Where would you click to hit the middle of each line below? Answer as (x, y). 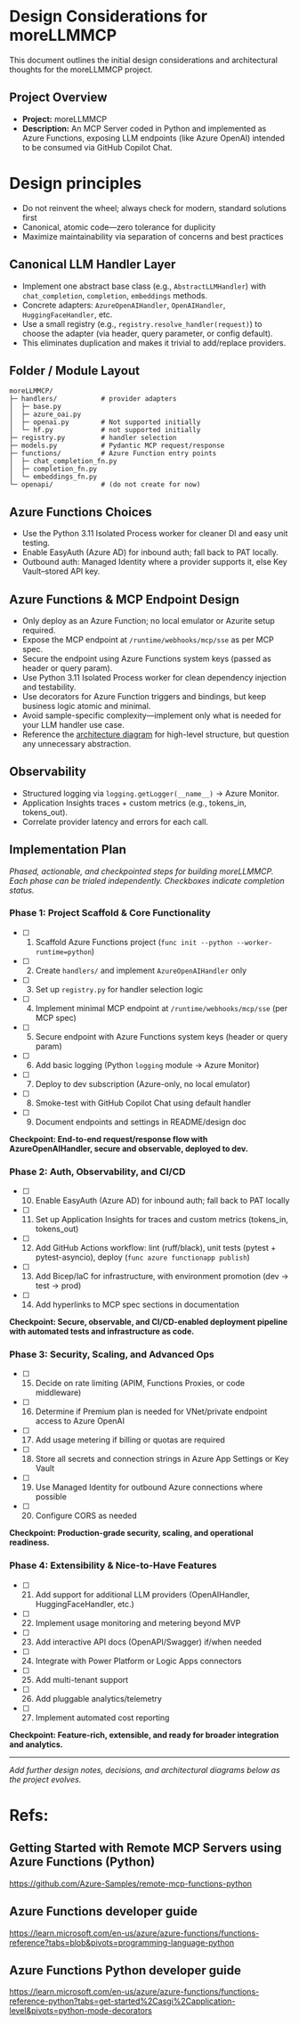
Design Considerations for (108, 16)
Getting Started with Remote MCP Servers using (145, 1848)
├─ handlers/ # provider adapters (93, 399)
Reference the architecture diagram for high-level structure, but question (155, 734)
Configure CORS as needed (86, 1515)
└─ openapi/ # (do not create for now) (105, 485)
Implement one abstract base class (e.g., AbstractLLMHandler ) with (144, 286)
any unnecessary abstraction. (77, 743)
